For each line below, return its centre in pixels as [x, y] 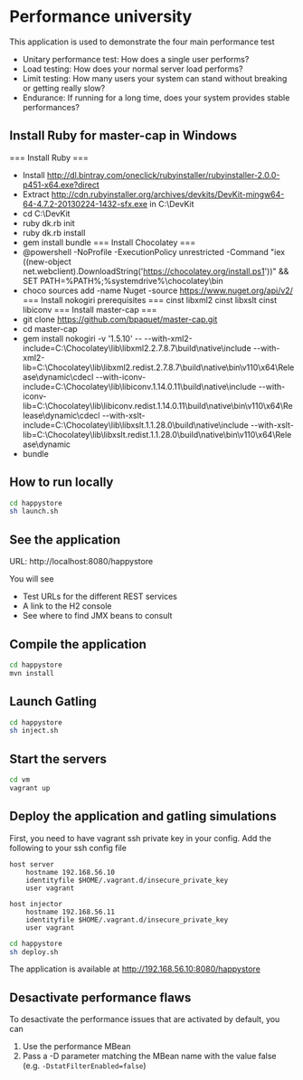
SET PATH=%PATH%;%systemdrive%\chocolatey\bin [123, 280]
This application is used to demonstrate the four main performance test [142, 42]
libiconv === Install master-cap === [90, 309]
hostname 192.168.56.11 [71, 912]
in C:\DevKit [171, 204]
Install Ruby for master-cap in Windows [123, 136]
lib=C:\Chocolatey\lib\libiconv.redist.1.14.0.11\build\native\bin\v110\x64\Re [158, 405]
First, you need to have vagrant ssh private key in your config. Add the [141, 838]
